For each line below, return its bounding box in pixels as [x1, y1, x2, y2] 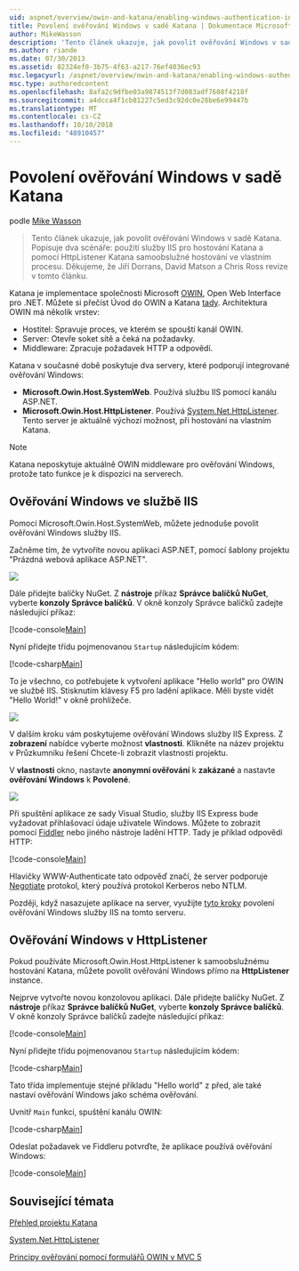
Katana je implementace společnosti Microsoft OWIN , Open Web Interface [9, 287, 282, 298]
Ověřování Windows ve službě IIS [9, 495, 198, 510]
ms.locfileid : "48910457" [9, 129, 105, 138]
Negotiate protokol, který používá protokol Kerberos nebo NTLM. [9, 880, 247, 890]
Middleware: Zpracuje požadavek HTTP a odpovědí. [21, 342, 214, 353]
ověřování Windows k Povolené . [9, 774, 131, 784]
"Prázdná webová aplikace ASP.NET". [9, 553, 148, 565]
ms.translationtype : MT [9, 104, 98, 113]
